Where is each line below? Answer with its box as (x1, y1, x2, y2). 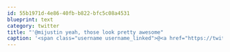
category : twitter (7, 22, 60, 29)
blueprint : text (7, 16, 53, 23)
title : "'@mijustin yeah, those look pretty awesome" (7, 28, 164, 36)
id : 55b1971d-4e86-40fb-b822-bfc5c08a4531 (7, 9, 130, 17)
